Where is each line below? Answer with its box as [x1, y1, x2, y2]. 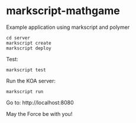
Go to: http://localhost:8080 [6, 99, 74, 106]
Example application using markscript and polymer [6, 24, 130, 31]
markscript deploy [6, 45, 51, 51]
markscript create [6, 40, 51, 46]
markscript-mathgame [6, 4, 120, 18]
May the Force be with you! [6, 110, 73, 117]
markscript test [6, 67, 46, 73]
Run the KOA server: [6, 77, 56, 84]
